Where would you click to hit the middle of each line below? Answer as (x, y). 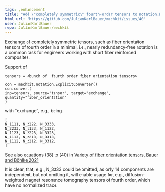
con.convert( (18, 89)
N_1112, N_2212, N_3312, (30, 141)
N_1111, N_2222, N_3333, (30, 124)
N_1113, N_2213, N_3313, (30, 137)
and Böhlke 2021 (22, 160)
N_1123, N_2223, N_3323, (30, 133)
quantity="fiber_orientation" (36, 98)
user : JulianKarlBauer (28, 23)
